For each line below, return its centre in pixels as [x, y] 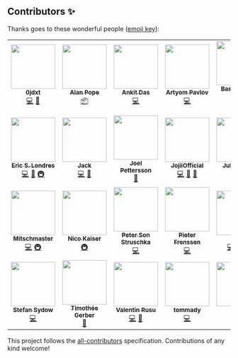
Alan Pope [85, 92]
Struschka [136, 242]
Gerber [84, 315]
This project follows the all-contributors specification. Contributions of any [116, 340]
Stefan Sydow [33, 310]
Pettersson [136, 170]
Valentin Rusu [136, 310]
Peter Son [136, 235]
